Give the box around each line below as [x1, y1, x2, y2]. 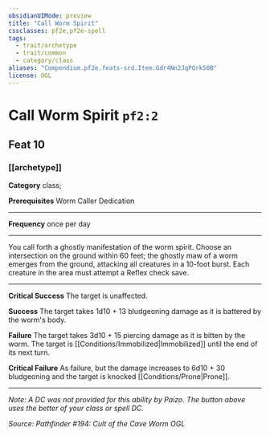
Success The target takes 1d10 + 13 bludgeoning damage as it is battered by [8, 306, 262, 316]
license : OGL [8, 71, 52, 79]
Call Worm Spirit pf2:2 [8, 106, 159, 124]
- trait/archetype [15, 42, 78, 50]
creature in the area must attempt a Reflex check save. [8, 267, 190, 277]
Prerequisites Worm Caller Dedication [8, 196, 135, 206]
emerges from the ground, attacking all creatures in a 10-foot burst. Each [8, 259, 250, 269]
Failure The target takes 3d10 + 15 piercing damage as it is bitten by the [8, 330, 246, 340]
